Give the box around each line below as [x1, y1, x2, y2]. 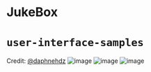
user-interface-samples [6, 36, 144, 50]
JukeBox [6, 4, 58, 20]
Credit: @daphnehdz [6, 57, 66, 65]
